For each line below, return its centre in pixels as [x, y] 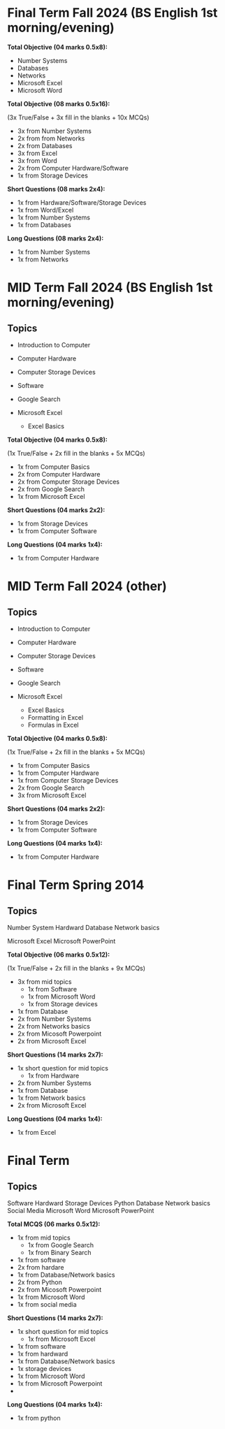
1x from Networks [43, 259]
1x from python [39, 1418]
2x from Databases [45, 145]
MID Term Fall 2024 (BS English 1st [110, 288]
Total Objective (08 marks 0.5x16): [59, 103]
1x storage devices [44, 1368]
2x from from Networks [51, 138]
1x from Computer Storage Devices [68, 780]
